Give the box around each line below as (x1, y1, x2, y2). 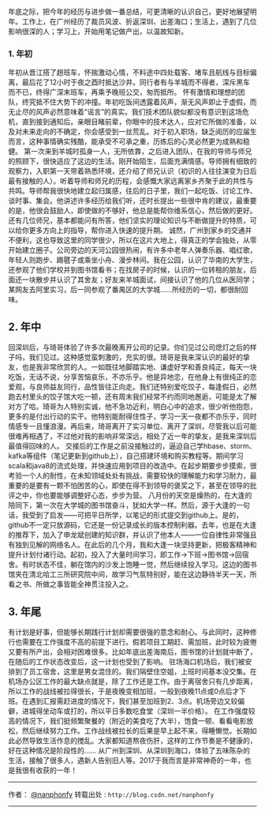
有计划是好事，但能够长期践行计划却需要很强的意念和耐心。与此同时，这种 (8, 627, 250, 637)
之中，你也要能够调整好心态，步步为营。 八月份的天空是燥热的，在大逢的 (14, 490, 252, 500)
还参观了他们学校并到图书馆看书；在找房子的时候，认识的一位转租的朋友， (8, 265, 250, 275)
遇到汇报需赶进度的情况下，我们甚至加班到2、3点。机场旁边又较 (28, 696, 238, 705)
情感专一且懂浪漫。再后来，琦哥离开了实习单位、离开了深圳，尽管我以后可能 (8, 422, 257, 431)
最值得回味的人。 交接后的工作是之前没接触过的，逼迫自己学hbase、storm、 (8, 441, 256, 451)
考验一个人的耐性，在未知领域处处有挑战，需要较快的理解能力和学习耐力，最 (8, 471, 257, 480)
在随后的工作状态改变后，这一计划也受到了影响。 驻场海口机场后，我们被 (8, 656, 245, 666)
